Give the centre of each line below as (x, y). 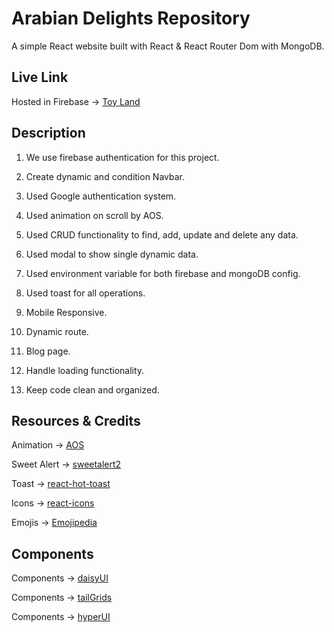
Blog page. (48, 351)
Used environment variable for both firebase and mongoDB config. (163, 273)
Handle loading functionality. (85, 370)
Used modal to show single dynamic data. (112, 254)
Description (48, 133)
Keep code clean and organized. (92, 389)
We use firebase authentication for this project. (122, 157)
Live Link (40, 77)
